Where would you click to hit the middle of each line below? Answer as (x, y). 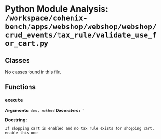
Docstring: (16, 120)
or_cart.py (27, 44)
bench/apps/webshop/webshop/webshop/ (81, 27)
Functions (21, 87)
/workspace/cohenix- (46, 18)
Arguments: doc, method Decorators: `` (45, 110)
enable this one (21, 133)
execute (14, 100)
